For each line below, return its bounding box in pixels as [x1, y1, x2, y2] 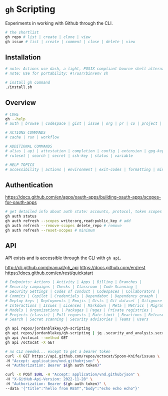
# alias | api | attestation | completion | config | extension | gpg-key [5, 148, 164, 153]
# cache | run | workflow [5, 135, 59, 140]
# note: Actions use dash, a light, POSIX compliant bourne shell [5, 66, 146, 71]
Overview [5, 99, 36, 107]
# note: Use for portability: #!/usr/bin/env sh [5, 71, 108, 76]
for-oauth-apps [5, 200, 37, 206]
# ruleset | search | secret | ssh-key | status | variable [5, 153, 133, 158]
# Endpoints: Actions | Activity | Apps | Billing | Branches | [5, 280, 142, 285]
